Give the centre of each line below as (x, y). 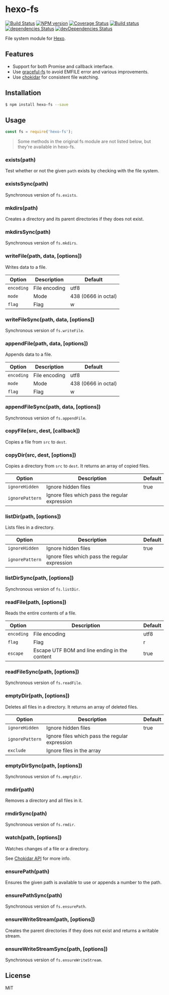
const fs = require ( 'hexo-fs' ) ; (39, 132)
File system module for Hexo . (36, 38)
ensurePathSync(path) (34, 895)
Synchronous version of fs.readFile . (44, 683)
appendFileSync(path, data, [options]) (53, 407)
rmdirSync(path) (26, 814)
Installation (23, 93)
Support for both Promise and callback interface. (63, 66)
